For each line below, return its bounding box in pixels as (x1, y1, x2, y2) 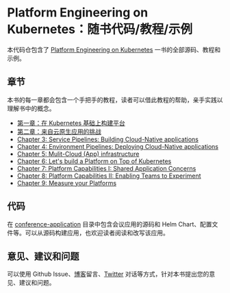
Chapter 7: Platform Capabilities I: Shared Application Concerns (16, 164, 196, 172)
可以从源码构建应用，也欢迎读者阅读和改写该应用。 (25, 228, 169, 237)
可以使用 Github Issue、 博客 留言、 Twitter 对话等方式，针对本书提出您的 (7, 270, 209, 279)
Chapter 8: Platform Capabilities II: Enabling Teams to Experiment (16, 172, 201, 180)
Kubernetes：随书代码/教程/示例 (7, 22, 193, 37)
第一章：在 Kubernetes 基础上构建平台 (16, 119, 125, 127)
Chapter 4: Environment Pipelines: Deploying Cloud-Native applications (16, 142, 219, 150)
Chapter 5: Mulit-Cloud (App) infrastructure (16, 150, 140, 158)
